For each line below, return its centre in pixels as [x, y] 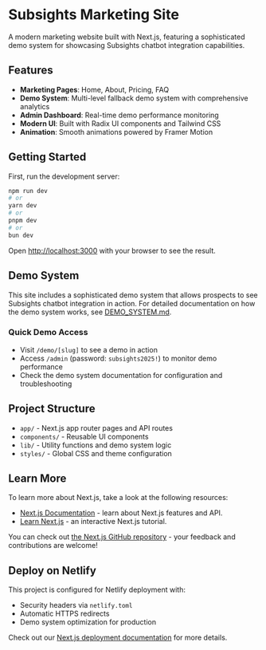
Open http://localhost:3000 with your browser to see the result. [112, 250]
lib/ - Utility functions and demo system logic [96, 445]
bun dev [21, 235]
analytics [35, 106]
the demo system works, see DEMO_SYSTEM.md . [90, 312]
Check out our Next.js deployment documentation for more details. [118, 638]
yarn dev [23, 206]
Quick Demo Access [48, 333]
